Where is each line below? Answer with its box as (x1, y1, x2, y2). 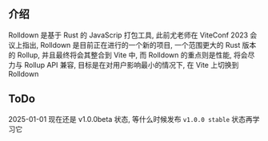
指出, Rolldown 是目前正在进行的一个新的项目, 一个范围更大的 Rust (22, 40, 241, 49)
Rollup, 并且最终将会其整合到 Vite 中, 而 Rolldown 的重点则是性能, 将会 (17, 50, 248, 60)
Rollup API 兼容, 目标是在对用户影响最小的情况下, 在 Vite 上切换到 (23, 60, 239, 69)
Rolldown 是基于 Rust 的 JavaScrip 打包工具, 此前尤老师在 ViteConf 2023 (8, 30, 249, 40)
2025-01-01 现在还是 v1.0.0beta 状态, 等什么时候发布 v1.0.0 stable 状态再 (8, 114, 254, 123)
